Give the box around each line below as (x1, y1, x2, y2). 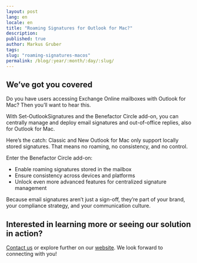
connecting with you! (6, 251, 57, 258)
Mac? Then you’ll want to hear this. (6, 101, 91, 109)
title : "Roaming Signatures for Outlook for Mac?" (6, 25, 133, 31)
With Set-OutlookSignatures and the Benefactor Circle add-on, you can (6, 113, 179, 120)
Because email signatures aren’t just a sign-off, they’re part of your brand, (6, 196, 185, 203)
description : (6, 31, 38, 36)
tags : (6, 47, 19, 53)
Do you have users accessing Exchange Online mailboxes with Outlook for (6, 95, 186, 102)
